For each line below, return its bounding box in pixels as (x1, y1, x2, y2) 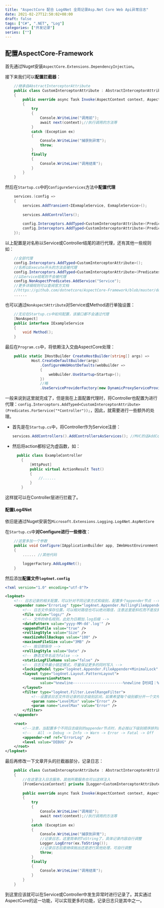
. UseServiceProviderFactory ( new (40, 386, 106, 390)
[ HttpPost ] (30, 462, 52, 467)
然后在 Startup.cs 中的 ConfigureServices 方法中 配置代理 (5, 184, 116, 190)
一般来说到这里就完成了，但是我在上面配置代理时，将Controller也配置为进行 (5, 395, 158, 401)
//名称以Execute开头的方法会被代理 (14, 265, 77, 270)
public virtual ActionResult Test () (30, 467, 104, 471)
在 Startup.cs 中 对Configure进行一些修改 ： (5, 529, 91, 535)
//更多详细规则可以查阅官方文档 (14, 283, 69, 288)
